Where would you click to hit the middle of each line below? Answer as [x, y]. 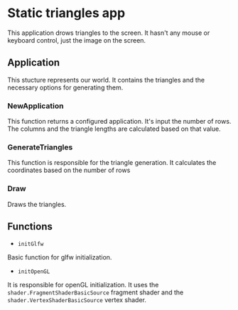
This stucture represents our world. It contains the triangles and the [106, 80]
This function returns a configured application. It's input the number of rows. [119, 122]
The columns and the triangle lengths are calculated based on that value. [114, 129]
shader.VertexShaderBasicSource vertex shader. [77, 300]
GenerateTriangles [40, 147]
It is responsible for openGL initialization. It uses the [83, 285]
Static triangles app [66, 13]
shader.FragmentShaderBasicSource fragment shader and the [96, 292]
